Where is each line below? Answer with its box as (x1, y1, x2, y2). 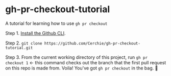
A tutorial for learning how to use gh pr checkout (5, 20, 108, 26)
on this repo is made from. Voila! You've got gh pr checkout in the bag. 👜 (5, 65, 158, 71)
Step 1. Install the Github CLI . (5, 30, 66, 36)
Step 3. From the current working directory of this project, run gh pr (5, 54, 148, 60)
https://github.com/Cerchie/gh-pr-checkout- (44, 41, 140, 46)
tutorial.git (5, 45, 33, 50)
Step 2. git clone (5, 40, 42, 46)
